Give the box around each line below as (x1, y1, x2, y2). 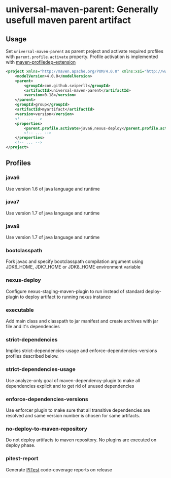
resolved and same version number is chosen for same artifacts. (6, 412, 141, 418)
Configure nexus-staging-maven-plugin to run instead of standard (6, 288, 144, 294)
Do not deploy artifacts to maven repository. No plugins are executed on (6, 437, 157, 443)
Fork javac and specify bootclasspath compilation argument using (6, 258, 144, 264)
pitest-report (6, 455, 39, 462)
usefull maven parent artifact (6, 14, 131, 26)
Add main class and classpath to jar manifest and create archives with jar (6, 318, 159, 324)
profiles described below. (6, 353, 59, 359)
